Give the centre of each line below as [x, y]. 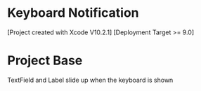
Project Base [45, 61]
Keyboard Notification [73, 13]
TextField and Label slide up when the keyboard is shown [90, 80]
